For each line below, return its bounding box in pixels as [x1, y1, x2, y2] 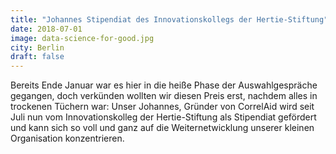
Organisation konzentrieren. [10, 132, 125, 145]
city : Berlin [10, 42, 65, 53]
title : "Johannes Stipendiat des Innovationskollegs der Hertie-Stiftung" [10, 14, 329, 25]
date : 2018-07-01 [10, 24, 83, 34]
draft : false [10, 52, 65, 62]
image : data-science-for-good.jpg [10, 33, 155, 43]
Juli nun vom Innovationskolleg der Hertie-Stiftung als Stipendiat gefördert [10, 111, 317, 123]
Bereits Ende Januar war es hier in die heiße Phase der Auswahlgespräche [10, 79, 318, 91]
